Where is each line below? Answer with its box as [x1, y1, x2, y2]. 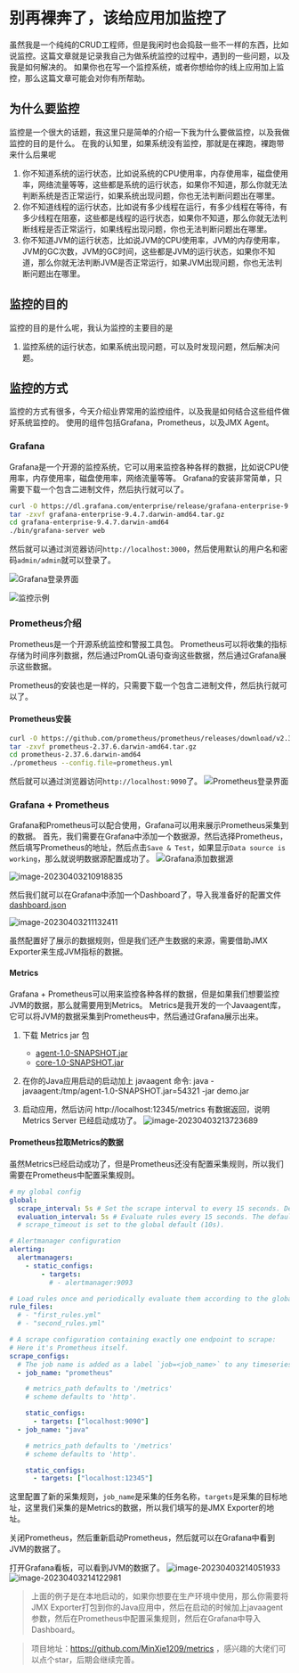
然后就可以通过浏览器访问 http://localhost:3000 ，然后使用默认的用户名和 [9, 544, 280, 554]
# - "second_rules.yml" [17, 1319, 105, 1328]
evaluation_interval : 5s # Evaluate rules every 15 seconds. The [17, 1212, 265, 1221]
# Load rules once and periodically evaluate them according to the [9, 1294, 269, 1303]
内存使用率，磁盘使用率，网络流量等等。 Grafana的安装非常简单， [32, 472, 275, 483]
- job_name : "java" [17, 1425, 90, 1434]
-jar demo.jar [201, 1085, 249, 1096]
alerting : [9, 1245, 46, 1254]
